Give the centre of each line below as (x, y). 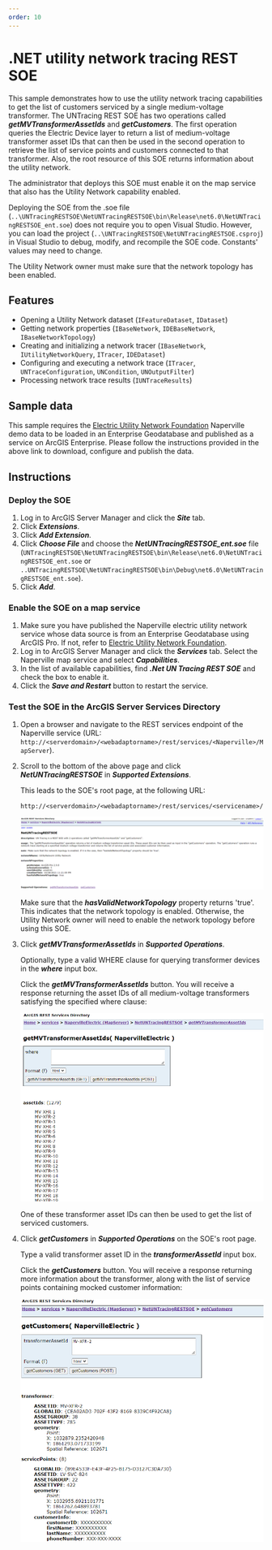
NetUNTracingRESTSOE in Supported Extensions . (106, 775)
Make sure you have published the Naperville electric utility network (134, 626)
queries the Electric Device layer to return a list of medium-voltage (119, 132)
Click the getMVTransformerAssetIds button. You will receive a (127, 985)
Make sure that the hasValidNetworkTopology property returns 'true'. (137, 903)
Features (31, 300)
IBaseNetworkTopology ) (58, 337)
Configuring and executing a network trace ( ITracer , (108, 363)
